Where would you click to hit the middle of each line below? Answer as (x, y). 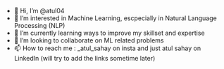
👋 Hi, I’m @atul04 (39, 11)
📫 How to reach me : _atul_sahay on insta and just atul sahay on (107, 48)
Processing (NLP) (39, 25)
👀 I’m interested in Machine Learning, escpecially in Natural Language (115, 18)
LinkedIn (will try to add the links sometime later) (85, 58)
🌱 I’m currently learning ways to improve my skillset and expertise (110, 33)
